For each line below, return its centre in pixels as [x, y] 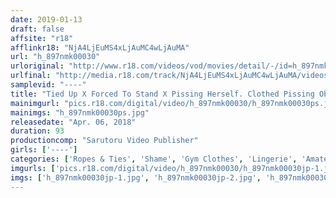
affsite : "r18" [42, 38]
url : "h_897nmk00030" [55, 57]
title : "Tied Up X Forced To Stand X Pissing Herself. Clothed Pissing [162, 94]
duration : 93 [37, 131]
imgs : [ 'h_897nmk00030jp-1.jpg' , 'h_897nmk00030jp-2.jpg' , [136, 177]
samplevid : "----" [48, 85]
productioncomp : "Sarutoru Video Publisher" [104, 141]
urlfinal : [31, 76]
